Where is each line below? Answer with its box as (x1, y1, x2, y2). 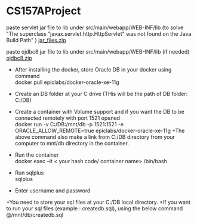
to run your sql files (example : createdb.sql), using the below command (6, 204, 183, 212)
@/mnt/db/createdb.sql (6, 211, 64, 218)
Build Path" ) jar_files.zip (6, 36, 67, 43)
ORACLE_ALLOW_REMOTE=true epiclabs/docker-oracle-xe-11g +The (14, 127, 185, 134)
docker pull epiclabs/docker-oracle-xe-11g (14, 79, 119, 86)
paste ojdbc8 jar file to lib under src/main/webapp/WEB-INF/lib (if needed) (6, 48, 190, 55)
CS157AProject (6, 4, 81, 18)
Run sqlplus (14, 169, 44, 176)
